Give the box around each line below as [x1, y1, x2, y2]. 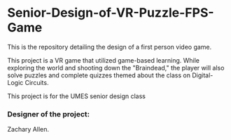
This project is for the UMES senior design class [7, 92, 146, 100]
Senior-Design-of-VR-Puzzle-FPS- [7, 5, 215, 21]
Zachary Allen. [7, 125, 50, 134]
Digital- [192, 71, 213, 79]
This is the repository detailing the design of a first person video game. [7, 42, 212, 51]
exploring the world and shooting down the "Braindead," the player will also [7, 63, 225, 72]
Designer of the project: [7, 109, 90, 119]
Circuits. [24, 78, 49, 86]
